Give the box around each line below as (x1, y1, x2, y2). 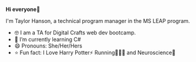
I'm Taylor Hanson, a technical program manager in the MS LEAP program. (5, 17, 191, 24)
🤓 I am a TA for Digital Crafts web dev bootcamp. (14, 29, 136, 36)
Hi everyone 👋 (5, 6, 40, 13)
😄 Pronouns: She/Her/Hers (14, 42, 82, 49)
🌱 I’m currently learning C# (14, 36, 81, 43)
